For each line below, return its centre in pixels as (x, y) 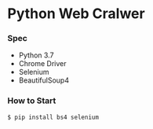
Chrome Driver (43, 64)
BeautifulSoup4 (44, 80)
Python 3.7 (36, 55)
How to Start (32, 101)
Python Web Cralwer (76, 14)
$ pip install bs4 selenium (53, 117)
